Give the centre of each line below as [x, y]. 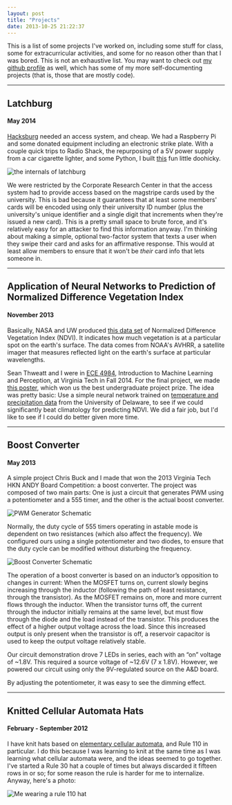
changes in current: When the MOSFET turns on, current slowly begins [108, 583]
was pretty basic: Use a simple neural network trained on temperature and [113, 395]
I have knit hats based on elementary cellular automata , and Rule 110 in [108, 744]
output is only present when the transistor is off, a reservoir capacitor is [109, 634]
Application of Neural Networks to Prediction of [112, 287]
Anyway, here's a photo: [41, 780]
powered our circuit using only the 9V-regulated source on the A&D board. [113, 669]
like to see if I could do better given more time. [73, 417]
